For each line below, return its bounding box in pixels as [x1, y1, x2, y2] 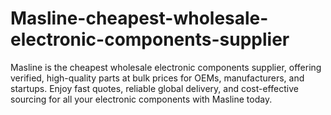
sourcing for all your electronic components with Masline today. [10, 93, 273, 105]
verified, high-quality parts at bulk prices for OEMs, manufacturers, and [10, 72, 305, 84]
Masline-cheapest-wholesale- [10, 7, 269, 30]
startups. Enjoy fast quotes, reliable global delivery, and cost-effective [10, 82, 299, 94]
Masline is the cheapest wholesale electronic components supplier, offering [10, 61, 322, 73]
